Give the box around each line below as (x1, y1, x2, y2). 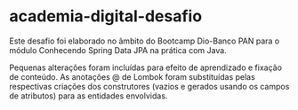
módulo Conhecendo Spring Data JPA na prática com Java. (9, 44, 227, 55)
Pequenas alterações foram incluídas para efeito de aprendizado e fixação (9, 62, 283, 73)
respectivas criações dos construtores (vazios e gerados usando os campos (9, 81, 290, 91)
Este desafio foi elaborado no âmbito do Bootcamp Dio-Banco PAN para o (9, 35, 280, 46)
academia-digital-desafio (9, 6, 203, 27)
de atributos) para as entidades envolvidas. (9, 90, 168, 101)
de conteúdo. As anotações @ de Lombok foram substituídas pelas (9, 71, 255, 82)
